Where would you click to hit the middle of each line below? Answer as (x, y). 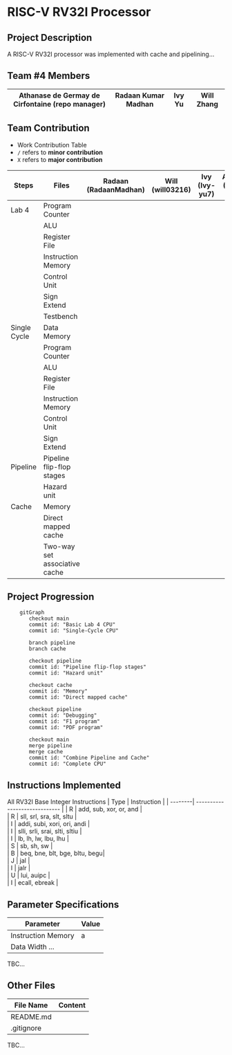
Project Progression (51, 597)
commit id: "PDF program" (66, 728)
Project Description (50, 38)
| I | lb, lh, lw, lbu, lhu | (38, 838)
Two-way (59, 546)
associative (62, 563)
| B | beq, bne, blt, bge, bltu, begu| (56, 853)
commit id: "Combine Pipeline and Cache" (89, 758)
